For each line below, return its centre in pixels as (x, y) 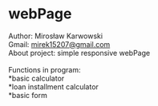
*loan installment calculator (53, 86)
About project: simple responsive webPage (79, 53)
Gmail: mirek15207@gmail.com (59, 44)
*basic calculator (36, 78)
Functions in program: (45, 69)
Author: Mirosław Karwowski (55, 36)
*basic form (28, 95)
